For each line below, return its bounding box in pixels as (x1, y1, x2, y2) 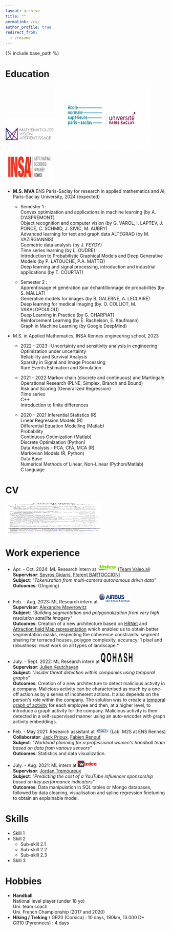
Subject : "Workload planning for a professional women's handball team (12, 739, 165, 745)
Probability (20, 428, 44, 434)
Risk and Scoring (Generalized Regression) (20, 385, 111, 391)
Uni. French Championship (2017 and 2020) (12, 908, 105, 915)
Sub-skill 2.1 (20, 841, 46, 847)
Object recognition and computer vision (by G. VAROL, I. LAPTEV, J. (20, 220, 164, 226)
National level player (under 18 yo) (12, 898, 85, 904)
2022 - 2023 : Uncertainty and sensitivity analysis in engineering (20, 343, 158, 349)
